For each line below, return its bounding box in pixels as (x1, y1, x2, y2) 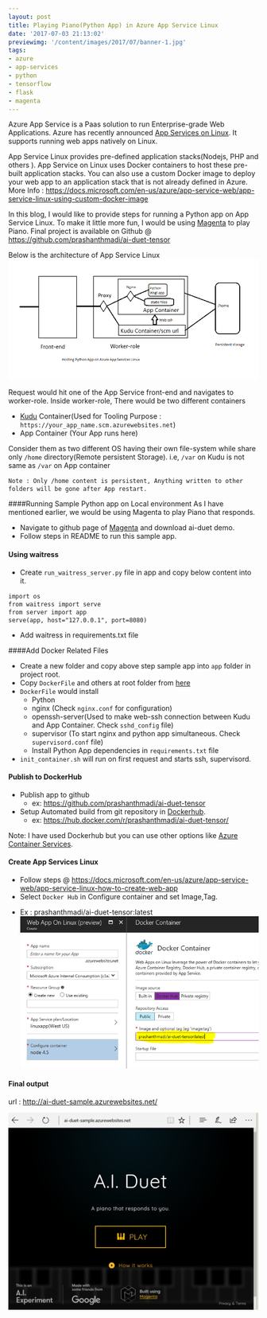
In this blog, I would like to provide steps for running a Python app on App (8, 209, 249, 219)
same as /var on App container (8, 461, 111, 470)
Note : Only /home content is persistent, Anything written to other (8, 478, 244, 485)
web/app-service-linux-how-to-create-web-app (19, 883, 179, 893)
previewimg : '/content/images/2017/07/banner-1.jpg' (8, 38, 187, 46)
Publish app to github (19, 790, 90, 799)
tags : (8, 46, 26, 55)
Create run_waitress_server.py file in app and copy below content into (19, 567, 252, 577)
